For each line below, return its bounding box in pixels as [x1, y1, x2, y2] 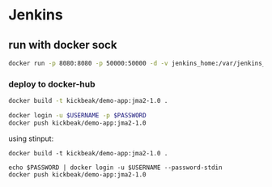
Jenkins [8, 6, 63, 24]
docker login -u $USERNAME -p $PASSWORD [8, 112, 147, 120]
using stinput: [8, 134, 54, 143]
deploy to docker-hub [8, 79, 96, 90]
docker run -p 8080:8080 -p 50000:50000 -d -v [8, 59, 168, 67]
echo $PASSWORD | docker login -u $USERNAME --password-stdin [8, 164, 223, 172]
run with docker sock [8, 38, 117, 52]
